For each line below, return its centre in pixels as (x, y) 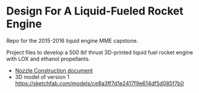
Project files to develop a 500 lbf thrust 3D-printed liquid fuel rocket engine (100, 52)
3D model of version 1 (42, 77)
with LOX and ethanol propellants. (48, 59)
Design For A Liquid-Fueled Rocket (95, 11)
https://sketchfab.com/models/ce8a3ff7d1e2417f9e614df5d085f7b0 (99, 83)
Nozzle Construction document (54, 70)
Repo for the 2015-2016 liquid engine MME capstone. (72, 40)
